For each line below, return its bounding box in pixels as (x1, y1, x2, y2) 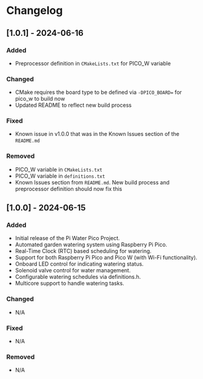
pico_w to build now (15, 95, 65, 102)
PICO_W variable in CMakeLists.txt (15, 166, 103, 173)
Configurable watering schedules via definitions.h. (15, 273, 141, 281)
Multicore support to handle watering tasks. (15, 280, 124, 287)
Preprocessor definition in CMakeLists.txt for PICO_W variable (15, 59, 171, 67)
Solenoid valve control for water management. (15, 267, 131, 274)
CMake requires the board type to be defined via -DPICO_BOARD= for (15, 89, 182, 96)
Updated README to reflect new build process (15, 101, 132, 109)
